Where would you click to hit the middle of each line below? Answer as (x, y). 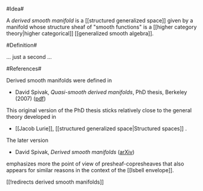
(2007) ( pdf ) (31, 99)
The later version (27, 140)
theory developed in (31, 117)
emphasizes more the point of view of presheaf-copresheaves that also (95, 164)
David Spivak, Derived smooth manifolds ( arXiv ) (75, 152)
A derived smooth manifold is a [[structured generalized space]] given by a (100, 20)
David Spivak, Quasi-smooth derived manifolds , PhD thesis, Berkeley (101, 92)
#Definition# (22, 45)
